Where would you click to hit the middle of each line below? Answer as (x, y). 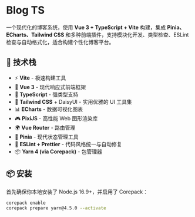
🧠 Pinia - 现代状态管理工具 (46, 137)
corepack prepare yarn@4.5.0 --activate (56, 208)
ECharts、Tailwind (29, 34)
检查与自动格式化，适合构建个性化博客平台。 (60, 42)
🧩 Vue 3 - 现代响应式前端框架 (50, 87)
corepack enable (26, 203)
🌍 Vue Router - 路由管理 (45, 127)
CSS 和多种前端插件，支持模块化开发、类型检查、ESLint (121, 34)
